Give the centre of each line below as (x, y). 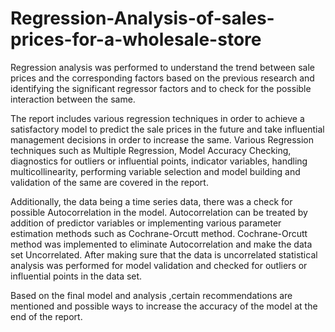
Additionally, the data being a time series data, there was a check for (151, 201)
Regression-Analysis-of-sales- (142, 18)
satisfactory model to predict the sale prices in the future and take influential (167, 129)
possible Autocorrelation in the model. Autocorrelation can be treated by (159, 212)
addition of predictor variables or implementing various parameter (146, 223)
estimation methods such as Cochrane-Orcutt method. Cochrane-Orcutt (159, 233)
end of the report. (46, 316)
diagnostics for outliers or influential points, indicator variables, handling (159, 161)
